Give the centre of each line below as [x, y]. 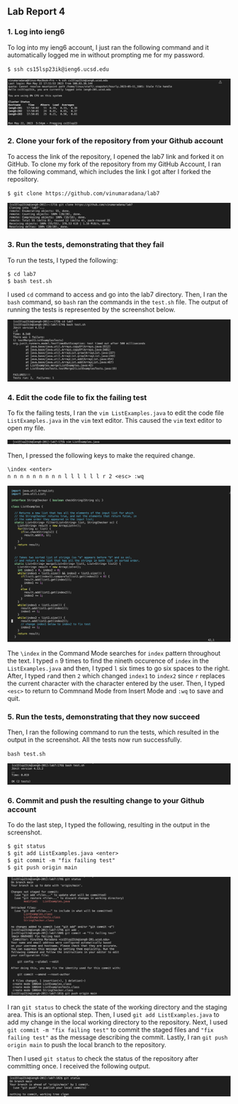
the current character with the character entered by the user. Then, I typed [116, 683]
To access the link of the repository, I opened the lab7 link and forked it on [116, 156]
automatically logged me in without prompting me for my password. [106, 55]
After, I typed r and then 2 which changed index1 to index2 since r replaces [116, 676]
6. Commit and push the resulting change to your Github [106, 800]
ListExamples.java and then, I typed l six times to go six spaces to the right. [119, 668]
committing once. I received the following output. [79, 1066]
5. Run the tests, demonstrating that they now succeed [104, 717]
